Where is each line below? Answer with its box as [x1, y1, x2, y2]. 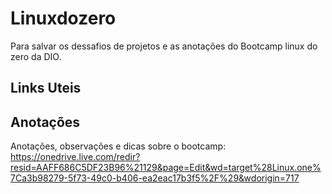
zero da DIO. [10, 50, 62, 62]
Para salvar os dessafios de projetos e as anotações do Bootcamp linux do [10, 40, 318, 52]
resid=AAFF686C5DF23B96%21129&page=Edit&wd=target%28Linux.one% [10, 162, 322, 174]
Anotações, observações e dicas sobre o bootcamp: [10, 140, 227, 152]
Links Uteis [10, 80, 82, 97]
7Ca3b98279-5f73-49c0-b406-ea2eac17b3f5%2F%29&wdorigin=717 [10, 172, 300, 184]
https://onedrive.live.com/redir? [10, 151, 141, 163]
